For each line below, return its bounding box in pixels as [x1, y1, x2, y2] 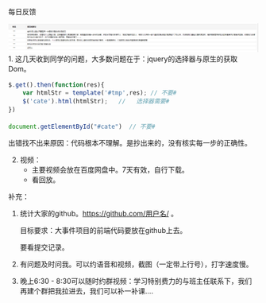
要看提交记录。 [19, 242, 69, 252]
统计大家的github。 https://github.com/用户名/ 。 [19, 208, 179, 218]
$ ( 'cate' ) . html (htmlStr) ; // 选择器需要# [22, 98, 170, 106]
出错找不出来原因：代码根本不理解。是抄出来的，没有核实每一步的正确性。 [8, 138, 252, 147]
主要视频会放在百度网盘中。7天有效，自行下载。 [31, 165, 189, 174]
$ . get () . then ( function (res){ [8, 80, 105, 89]
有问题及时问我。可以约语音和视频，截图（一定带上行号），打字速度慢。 [19, 259, 253, 269]
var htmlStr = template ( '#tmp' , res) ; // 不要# [22, 89, 177, 97]
